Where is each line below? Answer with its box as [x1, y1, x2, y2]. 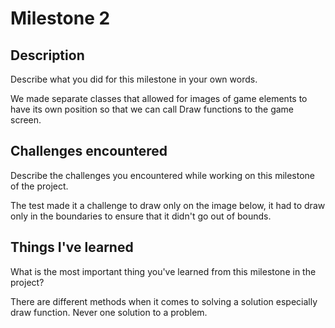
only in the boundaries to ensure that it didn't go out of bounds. [10, 210, 272, 222]
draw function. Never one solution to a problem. [10, 306, 208, 318]
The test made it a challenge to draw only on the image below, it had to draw [10, 199, 326, 211]
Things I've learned [10, 239, 134, 256]
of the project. [10, 180, 69, 192]
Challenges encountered [10, 143, 168, 160]
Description [10, 47, 85, 64]
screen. [10, 114, 42, 126]
